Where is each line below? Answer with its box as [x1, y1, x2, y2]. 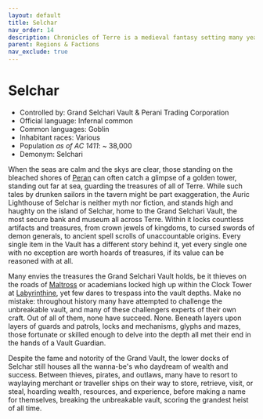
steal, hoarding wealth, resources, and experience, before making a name [8, 386, 247, 396]
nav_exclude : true [8, 48, 68, 56]
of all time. [8, 403, 42, 413]
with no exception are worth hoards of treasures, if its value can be [8, 248, 225, 257]
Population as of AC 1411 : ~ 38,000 [19, 140, 132, 150]
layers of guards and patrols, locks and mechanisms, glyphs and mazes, [8, 321, 241, 330]
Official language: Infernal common [19, 115, 133, 126]
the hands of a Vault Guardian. [8, 338, 106, 348]
